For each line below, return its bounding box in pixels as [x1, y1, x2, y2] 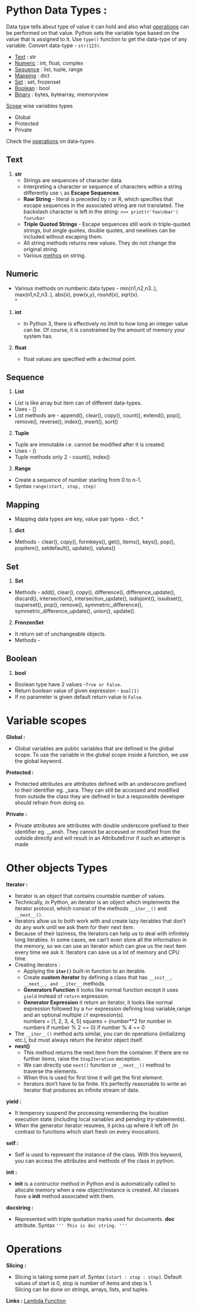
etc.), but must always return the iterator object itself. [14, 1036, 144, 1044]
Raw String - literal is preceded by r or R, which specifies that [23, 195, 173, 202]
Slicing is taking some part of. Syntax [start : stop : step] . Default [14, 1273, 182, 1280]
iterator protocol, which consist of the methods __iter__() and [14, 904, 167, 911]
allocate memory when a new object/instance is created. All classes [14, 1186, 179, 1193]
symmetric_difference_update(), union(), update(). [14, 608, 136, 614]
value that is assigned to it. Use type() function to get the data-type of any [6, 35, 187, 42]
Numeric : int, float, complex [14, 60, 84, 67]
